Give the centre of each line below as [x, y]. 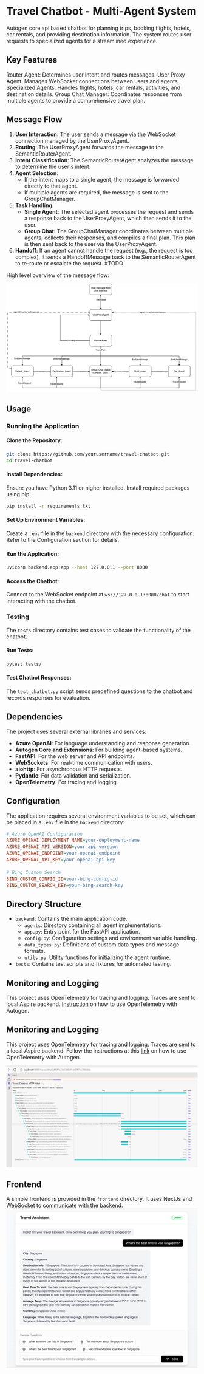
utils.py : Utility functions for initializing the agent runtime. [97, 957]
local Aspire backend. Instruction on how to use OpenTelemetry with [92, 1004]
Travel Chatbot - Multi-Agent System [101, 11]
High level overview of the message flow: [58, 275]
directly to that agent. [51, 186]
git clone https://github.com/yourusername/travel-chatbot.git [88, 454]
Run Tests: [20, 651]
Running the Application [43, 426]
